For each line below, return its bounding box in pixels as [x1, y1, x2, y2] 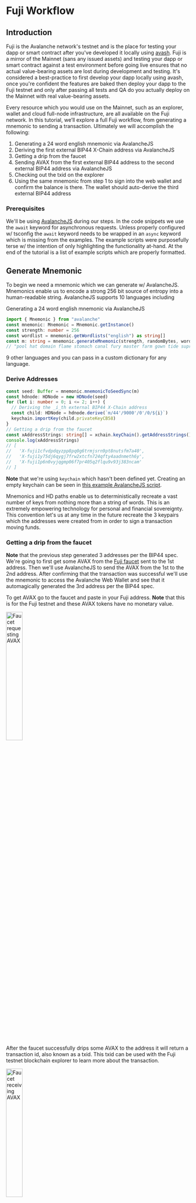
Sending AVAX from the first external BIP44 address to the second [14, 159, 174, 166]
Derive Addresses [6, 375, 58, 383]
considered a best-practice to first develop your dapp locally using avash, [6, 74, 184, 81]
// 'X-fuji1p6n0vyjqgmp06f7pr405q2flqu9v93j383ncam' [6, 459, 142, 465]
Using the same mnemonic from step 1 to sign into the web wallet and [14, 177, 182, 184]
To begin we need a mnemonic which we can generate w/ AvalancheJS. [6, 281, 179, 288]
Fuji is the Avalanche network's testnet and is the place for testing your [6, 43, 177, 50]
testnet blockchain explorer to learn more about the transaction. [6, 1057, 159, 1064]
